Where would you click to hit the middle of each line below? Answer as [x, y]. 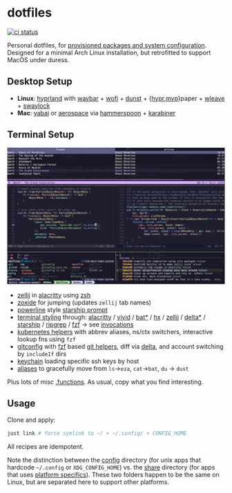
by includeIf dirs [42, 354]
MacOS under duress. [38, 59]
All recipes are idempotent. [46, 447]
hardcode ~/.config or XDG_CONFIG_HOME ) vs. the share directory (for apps [111, 467]
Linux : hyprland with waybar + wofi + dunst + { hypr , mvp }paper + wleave [121, 98]
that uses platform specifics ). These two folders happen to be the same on [113, 475]
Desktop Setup [40, 82]
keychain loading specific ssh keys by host [78, 361]
